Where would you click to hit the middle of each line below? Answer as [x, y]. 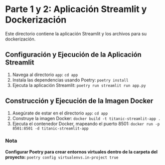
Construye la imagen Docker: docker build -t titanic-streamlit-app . [86, 118]
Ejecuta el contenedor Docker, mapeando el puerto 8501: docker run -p [86, 123]
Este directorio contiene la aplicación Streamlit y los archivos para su [76, 33]
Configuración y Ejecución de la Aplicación [74, 55]
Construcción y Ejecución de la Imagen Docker [79, 101]
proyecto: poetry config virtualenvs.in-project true [62, 157]
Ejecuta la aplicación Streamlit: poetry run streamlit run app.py [79, 85]
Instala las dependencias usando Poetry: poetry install [70, 80]
